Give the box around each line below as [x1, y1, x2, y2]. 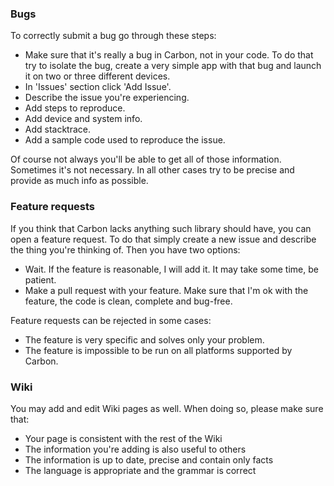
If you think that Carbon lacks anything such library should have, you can [10, 222, 312, 234]
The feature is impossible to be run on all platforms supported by [24, 344, 293, 356]
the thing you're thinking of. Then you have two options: [10, 243, 241, 256]
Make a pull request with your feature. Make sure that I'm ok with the [24, 284, 309, 296]
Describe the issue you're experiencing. [24, 92, 190, 104]
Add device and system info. [24, 113, 143, 125]
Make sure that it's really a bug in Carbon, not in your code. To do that [24, 49, 314, 61]
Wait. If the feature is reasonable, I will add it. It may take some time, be [24, 263, 319, 275]
